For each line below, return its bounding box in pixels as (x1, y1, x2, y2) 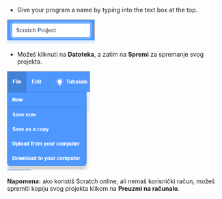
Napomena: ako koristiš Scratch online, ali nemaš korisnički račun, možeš (7, 177, 215, 185)
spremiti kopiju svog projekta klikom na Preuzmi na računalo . (7, 185, 180, 192)
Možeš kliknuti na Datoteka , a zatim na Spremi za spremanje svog (16, 51, 204, 58)
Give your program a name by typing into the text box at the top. (16, 6, 198, 14)
